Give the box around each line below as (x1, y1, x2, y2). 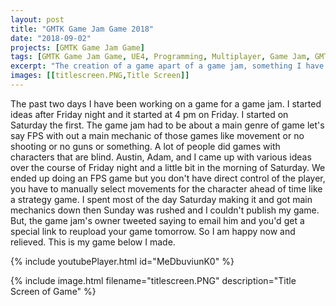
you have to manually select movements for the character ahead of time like (10, 182, 323, 195)
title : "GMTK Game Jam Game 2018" (10, 24, 155, 34)
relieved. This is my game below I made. (10, 236, 176, 248)
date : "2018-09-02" (10, 33, 92, 43)
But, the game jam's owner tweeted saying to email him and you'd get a (10, 214, 305, 226)
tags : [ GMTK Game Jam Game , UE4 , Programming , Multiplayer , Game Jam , (10, 52, 311, 62)
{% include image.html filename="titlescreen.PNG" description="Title (10, 274, 297, 286)
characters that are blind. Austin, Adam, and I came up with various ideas (10, 151, 312, 163)
